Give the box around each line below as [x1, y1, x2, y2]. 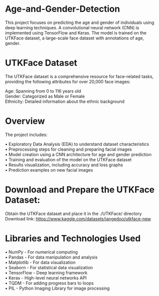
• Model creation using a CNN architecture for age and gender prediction [5, 151, 152, 157]
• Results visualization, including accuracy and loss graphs [5, 162, 123, 168]
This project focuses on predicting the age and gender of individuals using [5, 20, 155, 25]
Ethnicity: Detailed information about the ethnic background [5, 99, 125, 104]
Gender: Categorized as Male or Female [5, 93, 85, 99]
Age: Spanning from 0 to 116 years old [5, 88, 81, 94]
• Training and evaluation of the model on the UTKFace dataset [5, 157, 132, 162]
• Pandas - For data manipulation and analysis [5, 254, 98, 260]
